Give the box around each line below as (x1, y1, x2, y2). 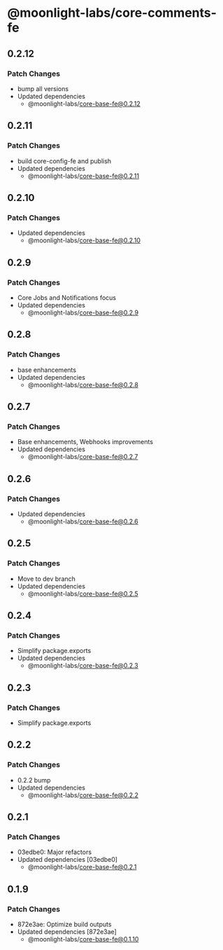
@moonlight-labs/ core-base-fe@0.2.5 (27, 589, 138, 598)
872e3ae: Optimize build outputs (17, 920, 112, 929)
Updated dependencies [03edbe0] (17, 855, 117, 864)
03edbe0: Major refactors (17, 848, 92, 856)
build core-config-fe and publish (17, 156, 112, 165)
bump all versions (17, 84, 69, 92)
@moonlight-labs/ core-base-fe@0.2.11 (27, 172, 140, 180)
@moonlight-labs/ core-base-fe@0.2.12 (27, 99, 141, 108)
